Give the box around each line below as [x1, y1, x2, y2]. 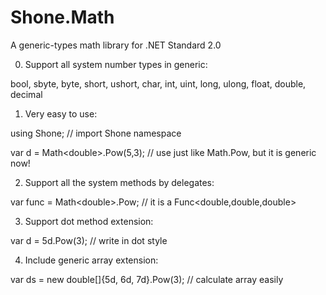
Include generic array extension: [24, 254, 159, 266]
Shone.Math [10, 6, 115, 29]
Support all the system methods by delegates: [24, 176, 215, 188]
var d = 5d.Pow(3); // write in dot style [10, 234, 168, 246]
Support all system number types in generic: [24, 58, 208, 70]
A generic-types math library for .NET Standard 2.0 [10, 39, 222, 51]
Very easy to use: [24, 107, 98, 120]
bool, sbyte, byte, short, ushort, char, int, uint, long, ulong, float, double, [10, 77, 307, 90]
